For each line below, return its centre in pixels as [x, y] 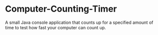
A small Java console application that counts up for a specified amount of [79, 22]
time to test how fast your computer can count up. [56, 27]
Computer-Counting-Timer [61, 9]
